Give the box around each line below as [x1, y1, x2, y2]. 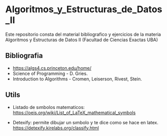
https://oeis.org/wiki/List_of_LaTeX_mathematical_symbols [12, 110, 136, 116]
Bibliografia [5, 51, 43, 60]
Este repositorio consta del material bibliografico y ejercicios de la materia [5, 31, 161, 37]
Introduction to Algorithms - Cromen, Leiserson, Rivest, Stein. [12, 75, 142, 82]
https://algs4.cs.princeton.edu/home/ [12, 65, 92, 71]
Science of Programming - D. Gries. [12, 70, 88, 76]
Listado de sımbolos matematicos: [12, 104, 85, 110]
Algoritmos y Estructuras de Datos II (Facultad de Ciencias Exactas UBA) [5, 37, 158, 43]
